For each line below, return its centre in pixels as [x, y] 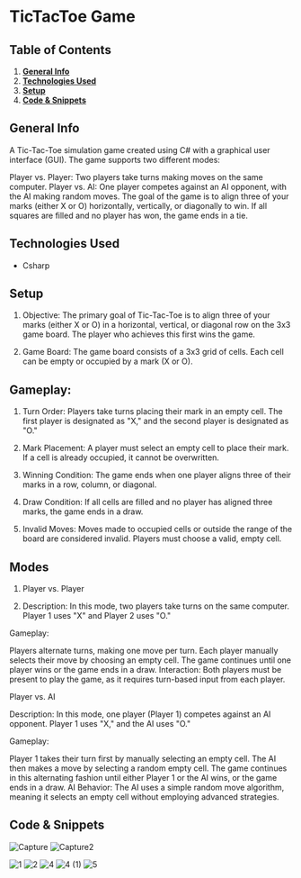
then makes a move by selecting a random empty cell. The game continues [148, 768]
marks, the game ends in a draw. [83, 511]
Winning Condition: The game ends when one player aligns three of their [157, 475]
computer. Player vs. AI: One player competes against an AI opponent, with [148, 186]
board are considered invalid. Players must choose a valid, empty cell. [152, 539]
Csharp [36, 265]
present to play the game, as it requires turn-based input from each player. [147, 679]
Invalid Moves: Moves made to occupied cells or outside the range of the [157, 530]
